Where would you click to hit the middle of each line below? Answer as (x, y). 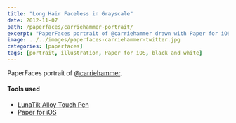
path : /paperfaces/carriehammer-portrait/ (70, 27)
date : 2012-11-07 (33, 20)
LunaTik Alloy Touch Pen (53, 105)
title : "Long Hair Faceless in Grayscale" (70, 14)
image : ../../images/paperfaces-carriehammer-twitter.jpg (94, 40)
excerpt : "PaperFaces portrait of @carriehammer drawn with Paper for (113, 33)
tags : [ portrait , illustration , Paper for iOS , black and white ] (105, 53)
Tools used (24, 89)
